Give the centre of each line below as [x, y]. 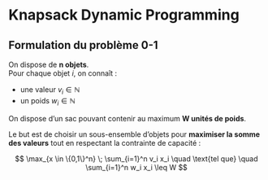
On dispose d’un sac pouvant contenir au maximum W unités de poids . [127, 118]
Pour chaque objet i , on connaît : [63, 73]
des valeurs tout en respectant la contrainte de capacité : [105, 143]
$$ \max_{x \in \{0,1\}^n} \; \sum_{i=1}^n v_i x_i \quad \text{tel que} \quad [136, 158]
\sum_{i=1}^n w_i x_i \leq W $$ [136, 167]
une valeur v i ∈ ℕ [50, 90]
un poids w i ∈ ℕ [48, 101]
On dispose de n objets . [49, 64]
